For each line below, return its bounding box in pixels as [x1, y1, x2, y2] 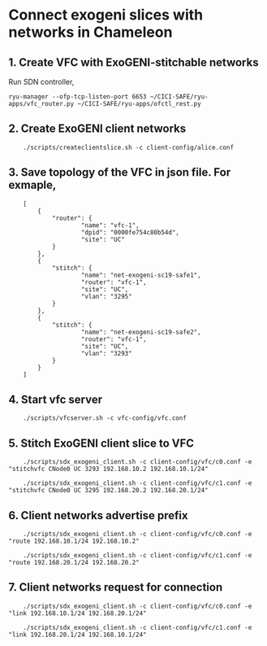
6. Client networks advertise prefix [8, 509, 188, 522]
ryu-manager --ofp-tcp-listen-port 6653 [8, 93, 148, 101]
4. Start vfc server [8, 393, 103, 407]
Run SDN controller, [8, 77, 75, 86]
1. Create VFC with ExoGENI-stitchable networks [8, 55, 259, 69]
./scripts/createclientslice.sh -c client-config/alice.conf [23, 143, 234, 151]
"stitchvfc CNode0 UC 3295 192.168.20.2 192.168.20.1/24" [8, 487, 209, 495]
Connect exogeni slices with [8, 6, 204, 24]
